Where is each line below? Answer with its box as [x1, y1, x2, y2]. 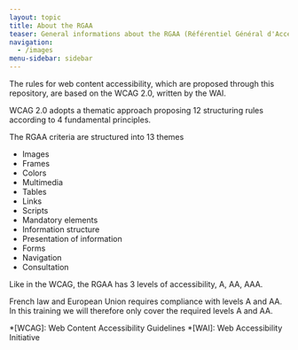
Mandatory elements [21, 214, 98, 225]
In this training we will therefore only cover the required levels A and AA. [9, 306, 273, 315]
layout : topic [9, 12, 62, 22]
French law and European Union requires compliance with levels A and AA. [9, 296, 282, 307]
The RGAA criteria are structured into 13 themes [9, 132, 184, 142]
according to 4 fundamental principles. [9, 114, 152, 125]
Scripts [21, 206, 49, 215]
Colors [21, 167, 47, 178]
